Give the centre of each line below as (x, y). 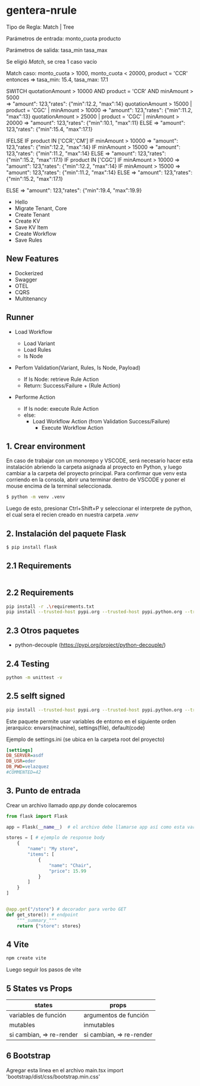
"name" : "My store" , (53, 849)
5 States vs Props (39, 988)
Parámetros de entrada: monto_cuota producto (63, 38)
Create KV (27, 221)
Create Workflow (35, 233)
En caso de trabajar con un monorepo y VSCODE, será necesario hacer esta (100, 461)
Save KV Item (31, 227)
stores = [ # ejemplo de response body (56, 838)
